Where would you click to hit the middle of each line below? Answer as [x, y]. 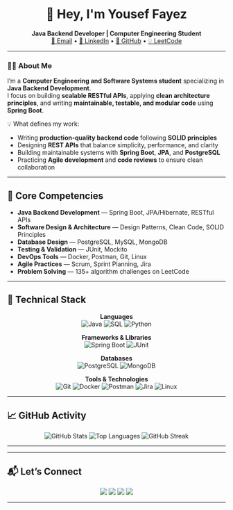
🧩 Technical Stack [47, 300]
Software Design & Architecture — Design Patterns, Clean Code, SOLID [120, 227]
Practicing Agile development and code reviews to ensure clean [110, 160]
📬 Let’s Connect [44, 472]
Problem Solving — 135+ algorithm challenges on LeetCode [103, 272]
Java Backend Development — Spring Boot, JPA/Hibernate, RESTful [115, 213]
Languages [116, 316]
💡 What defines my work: [43, 124]
